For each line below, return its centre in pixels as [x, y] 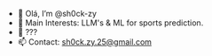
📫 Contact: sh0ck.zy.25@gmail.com [85, 42]
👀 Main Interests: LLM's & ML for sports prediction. [110, 23]
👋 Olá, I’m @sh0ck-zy [57, 14]
